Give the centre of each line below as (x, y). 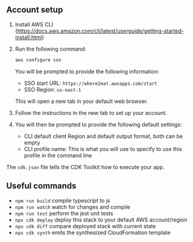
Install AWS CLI (34, 24)
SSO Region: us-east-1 (52, 89)
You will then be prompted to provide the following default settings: (98, 124)
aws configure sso (38, 60)
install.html (28, 37)
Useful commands (41, 186)
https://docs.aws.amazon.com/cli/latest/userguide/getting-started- (100, 31)
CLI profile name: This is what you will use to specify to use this (103, 149)
